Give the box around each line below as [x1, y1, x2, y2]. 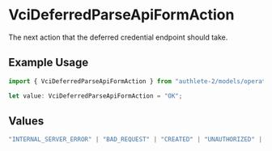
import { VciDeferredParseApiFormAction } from [8, 77, 172, 86]
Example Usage [8, 56, 89, 69]
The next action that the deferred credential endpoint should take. [8, 32, 228, 42]
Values [8, 114, 45, 128]
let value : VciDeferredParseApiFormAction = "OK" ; [8, 91, 183, 100]
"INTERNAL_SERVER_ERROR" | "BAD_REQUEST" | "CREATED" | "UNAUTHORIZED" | [8, 136, 263, 144]
